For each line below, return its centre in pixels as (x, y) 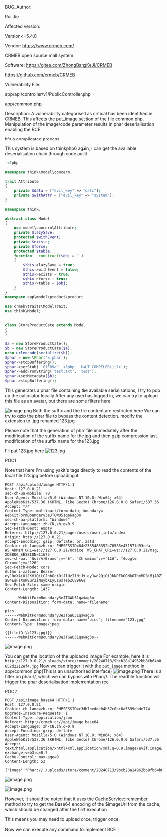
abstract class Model (28, 219)
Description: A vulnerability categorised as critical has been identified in (79, 113)
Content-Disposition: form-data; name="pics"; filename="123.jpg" (75, 620)
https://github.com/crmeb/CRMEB (40, 75)
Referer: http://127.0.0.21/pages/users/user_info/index (65, 533)
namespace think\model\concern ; (39, 172)
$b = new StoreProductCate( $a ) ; (39, 348)
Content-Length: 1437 (28, 589)
